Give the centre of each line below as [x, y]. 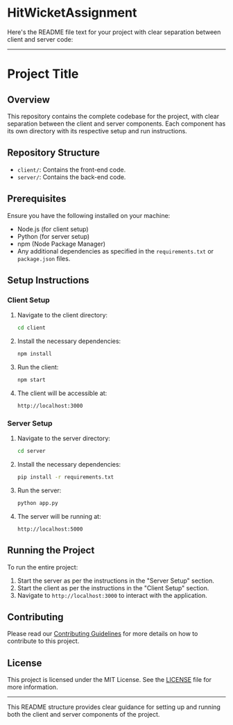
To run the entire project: [43, 567]
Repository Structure [54, 153]
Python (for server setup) [53, 236]
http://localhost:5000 [50, 529]
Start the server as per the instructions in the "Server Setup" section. [116, 581]
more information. [33, 687]
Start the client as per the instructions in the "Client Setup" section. [113, 587]
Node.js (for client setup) [53, 229]
